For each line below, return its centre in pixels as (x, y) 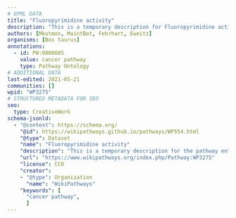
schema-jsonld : (29, 118)
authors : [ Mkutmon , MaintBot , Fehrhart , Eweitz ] (80, 33)
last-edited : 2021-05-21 (44, 79)
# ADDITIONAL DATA (34, 72)
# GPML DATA (25, 14)
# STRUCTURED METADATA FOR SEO (53, 99)
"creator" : (36, 171)
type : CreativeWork (42, 112)
